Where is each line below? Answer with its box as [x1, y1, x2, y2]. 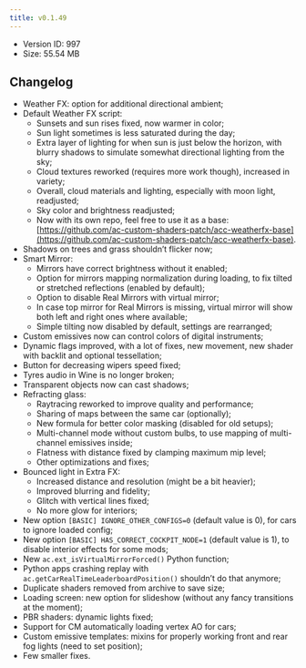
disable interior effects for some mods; [22, 544, 168, 555]
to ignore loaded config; [22, 525, 114, 536]
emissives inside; [67, 437, 134, 448]
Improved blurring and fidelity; [36, 486, 150, 497]
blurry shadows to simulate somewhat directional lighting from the [36, 147, 285, 158]
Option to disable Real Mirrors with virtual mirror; [36, 293, 219, 303]
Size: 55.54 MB [22, 47, 80, 59]
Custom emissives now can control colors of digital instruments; [22, 331, 264, 342]
